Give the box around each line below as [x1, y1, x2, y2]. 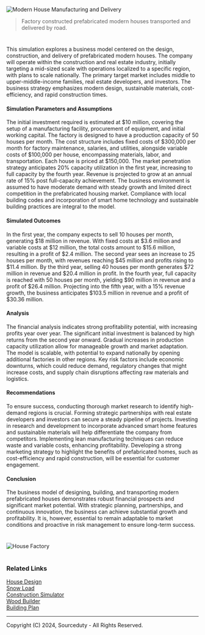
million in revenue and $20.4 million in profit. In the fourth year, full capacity [6, 270, 196, 277]
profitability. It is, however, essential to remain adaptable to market [6, 515, 173, 522]
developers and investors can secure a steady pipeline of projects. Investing [6, 416, 198, 423]
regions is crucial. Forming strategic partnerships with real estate [28, 409, 192, 416]
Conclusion [6, 475, 37, 482]
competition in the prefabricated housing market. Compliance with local [6, 190, 187, 197]
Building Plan [6, 604, 40, 611]
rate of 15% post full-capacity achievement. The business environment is [6, 177, 190, 185]
